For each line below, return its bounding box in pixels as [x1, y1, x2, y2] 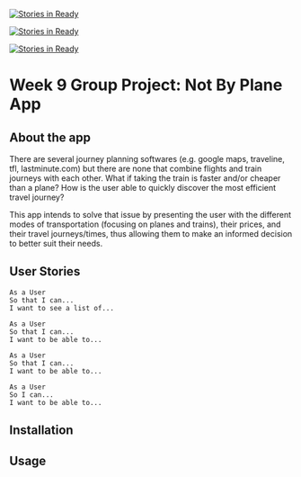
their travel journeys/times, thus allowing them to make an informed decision [9, 229, 293, 238]
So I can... [9, 390, 54, 400]
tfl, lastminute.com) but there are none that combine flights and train [9, 163, 262, 174]
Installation [9, 423, 74, 438]
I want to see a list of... [9, 303, 115, 312]
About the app [9, 130, 92, 145]
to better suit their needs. [9, 238, 103, 248]
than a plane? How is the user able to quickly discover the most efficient [9, 183, 277, 193]
